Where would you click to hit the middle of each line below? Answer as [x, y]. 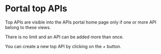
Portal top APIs [36, 9]
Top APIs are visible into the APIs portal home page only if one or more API [81, 22]
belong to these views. [28, 27]
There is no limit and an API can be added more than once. [65, 37]
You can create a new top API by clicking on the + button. [63, 46]
